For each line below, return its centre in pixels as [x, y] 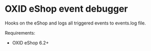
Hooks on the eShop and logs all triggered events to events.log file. [75, 23]
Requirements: [20, 33]
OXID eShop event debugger [66, 9]
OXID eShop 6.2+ [30, 43]
